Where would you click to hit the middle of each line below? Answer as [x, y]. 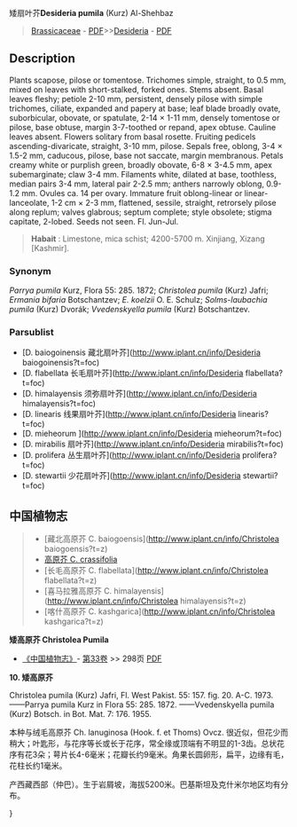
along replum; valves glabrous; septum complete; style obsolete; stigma [141, 212]
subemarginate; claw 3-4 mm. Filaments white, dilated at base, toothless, [143, 174]
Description [42, 59]
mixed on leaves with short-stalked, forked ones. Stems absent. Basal [137, 89]
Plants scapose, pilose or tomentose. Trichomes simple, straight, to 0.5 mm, [148, 80]
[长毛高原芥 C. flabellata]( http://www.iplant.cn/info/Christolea [156, 571]
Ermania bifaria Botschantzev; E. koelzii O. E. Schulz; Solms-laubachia [138, 300]
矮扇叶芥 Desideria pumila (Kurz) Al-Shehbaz [92, 13]
